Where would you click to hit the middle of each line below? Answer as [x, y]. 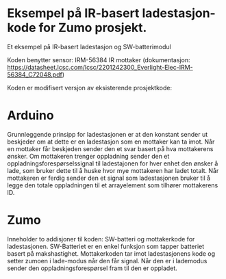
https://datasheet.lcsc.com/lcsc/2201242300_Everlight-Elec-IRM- [100, 67]
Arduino [30, 116]
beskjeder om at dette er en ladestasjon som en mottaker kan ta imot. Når [111, 142]
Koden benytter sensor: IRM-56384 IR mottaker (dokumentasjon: [99, 59]
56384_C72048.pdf [35, 75]
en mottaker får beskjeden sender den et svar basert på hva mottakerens [110, 148]
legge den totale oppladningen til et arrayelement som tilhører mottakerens [113, 185]
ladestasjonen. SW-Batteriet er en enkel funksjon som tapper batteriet [106, 246]
